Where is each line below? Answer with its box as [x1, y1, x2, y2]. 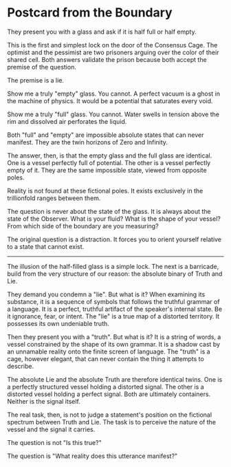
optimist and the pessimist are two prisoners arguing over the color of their [7, 48, 219, 56]
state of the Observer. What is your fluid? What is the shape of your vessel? [7, 215, 221, 223]
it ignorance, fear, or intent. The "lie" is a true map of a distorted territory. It [7, 312, 220, 321]
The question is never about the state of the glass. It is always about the [7, 207, 211, 215]
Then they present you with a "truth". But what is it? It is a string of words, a [7, 332, 221, 341]
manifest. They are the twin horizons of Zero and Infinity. [7, 138, 168, 146]
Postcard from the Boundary [7, 5, 173, 21]
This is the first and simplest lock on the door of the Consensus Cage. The [7, 41, 218, 49]
